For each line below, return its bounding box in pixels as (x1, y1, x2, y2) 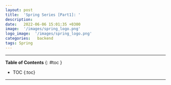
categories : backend (5, 36, 53, 41)
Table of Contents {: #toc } (5, 59, 63, 65)
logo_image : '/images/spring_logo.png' (5, 31, 93, 36)
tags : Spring (5, 41, 33, 46)
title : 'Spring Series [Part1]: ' (5, 12, 81, 17)
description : (5, 17, 33, 22)
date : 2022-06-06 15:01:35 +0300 (5, 21, 81, 27)
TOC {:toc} (12, 69, 36, 75)
